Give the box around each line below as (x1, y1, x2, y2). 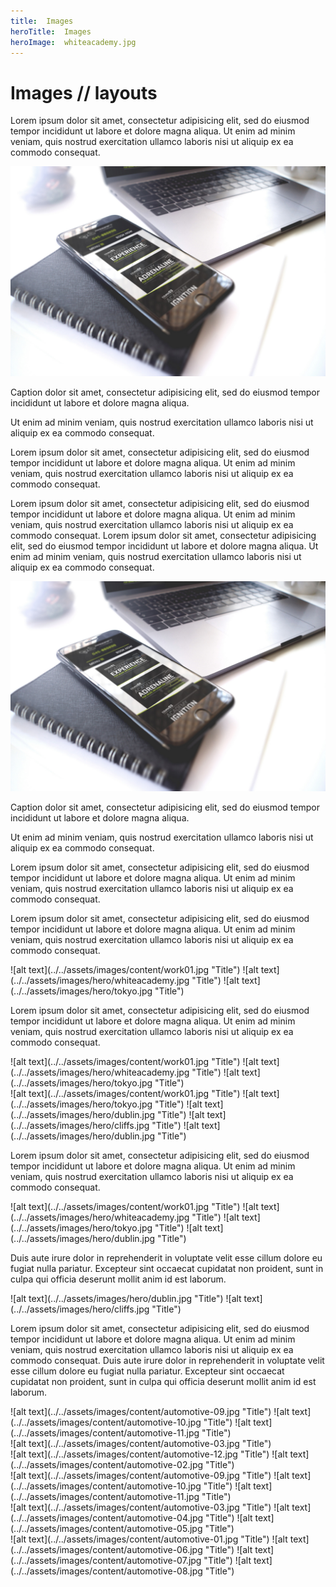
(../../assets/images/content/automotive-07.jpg (10, 1554, 202, 1566)
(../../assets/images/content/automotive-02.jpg (10, 1458, 204, 1470)
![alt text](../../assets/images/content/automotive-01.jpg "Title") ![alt (10, 1533, 288, 1545)
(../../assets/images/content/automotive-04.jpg (10, 1511, 204, 1524)
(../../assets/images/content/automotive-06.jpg (10, 1543, 203, 1555)
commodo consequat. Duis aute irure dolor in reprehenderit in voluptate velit (10, 1354, 325, 1366)
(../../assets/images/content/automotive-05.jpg (10, 1522, 203, 1534)
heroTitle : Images (10, 26, 92, 37)
